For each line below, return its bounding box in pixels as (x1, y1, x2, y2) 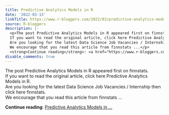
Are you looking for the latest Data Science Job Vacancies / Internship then (5, 84, 161, 90)
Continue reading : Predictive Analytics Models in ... (5, 104, 113, 110)
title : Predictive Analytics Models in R (5, 7, 94, 13)
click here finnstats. (5, 89, 46, 95)
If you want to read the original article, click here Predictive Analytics (5, 73, 148, 79)
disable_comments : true (5, 54, 55, 59)
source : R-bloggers (5, 21, 46, 27)
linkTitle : (5, 17, 28, 22)
